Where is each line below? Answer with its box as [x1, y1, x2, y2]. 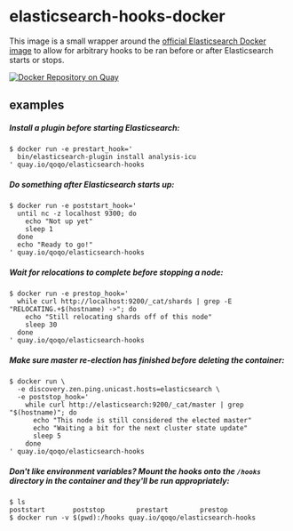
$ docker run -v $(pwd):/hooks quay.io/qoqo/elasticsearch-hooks [9, 513, 256, 522]
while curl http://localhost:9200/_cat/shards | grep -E [17, 297, 233, 306]
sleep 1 [25, 225, 53, 234]
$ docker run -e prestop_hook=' [9, 289, 129, 299]
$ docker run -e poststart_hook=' [9, 202, 138, 211]
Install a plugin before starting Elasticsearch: [9, 122, 180, 133]
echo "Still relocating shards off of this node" [25, 313, 213, 322]
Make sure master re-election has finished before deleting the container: [9, 354, 285, 366]
